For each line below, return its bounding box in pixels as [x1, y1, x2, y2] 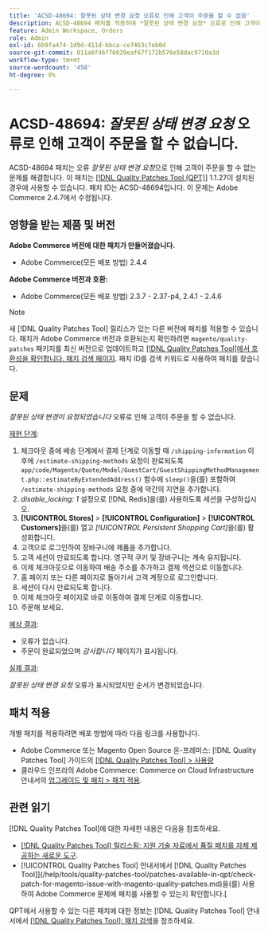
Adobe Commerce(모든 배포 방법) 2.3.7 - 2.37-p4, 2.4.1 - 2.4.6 [20, 292, 222, 301]
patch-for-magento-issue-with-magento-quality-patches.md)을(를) [20, 879, 241, 888]
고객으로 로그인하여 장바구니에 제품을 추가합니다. [20, 543, 172, 553]
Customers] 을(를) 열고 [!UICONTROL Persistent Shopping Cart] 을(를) [20, 523, 246, 533]
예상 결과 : [9, 620, 39, 629]
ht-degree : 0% [9, 71, 56, 79]
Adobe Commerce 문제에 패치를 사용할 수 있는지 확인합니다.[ [35, 888, 227, 898]
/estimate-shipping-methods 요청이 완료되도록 [35, 456, 184, 466]
